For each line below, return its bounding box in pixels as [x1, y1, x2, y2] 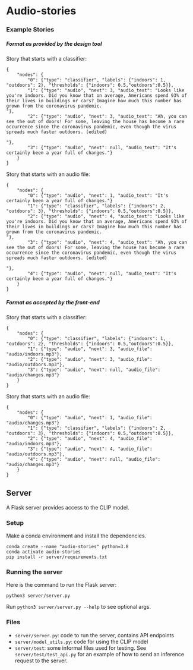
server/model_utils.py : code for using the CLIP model [14, 638, 148, 645]
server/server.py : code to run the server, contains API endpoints [14, 631, 174, 638]
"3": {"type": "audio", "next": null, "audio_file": [27, 367, 161, 373]
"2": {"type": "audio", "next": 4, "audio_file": [27, 436, 153, 442]
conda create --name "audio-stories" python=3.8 [6, 544, 129, 550]
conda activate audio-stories [6, 549, 81, 555]
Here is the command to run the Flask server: [6, 581, 117, 589]
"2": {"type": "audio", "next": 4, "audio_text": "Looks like [27, 213, 185, 219]
